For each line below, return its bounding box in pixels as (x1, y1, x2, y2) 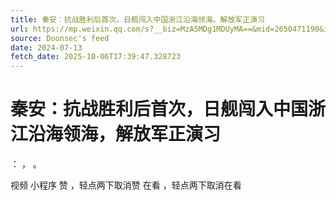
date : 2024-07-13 (10, 42, 83, 53)
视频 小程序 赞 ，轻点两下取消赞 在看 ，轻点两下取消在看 (10, 179, 242, 191)
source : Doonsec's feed (10, 33, 110, 43)
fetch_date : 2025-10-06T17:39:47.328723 (10, 52, 182, 62)
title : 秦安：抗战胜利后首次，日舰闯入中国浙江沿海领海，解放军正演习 (10, 14, 265, 25)
